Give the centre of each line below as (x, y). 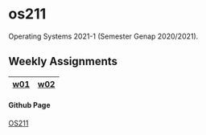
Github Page (29, 105)
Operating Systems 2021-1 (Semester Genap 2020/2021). (103, 36)
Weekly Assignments (63, 61)
